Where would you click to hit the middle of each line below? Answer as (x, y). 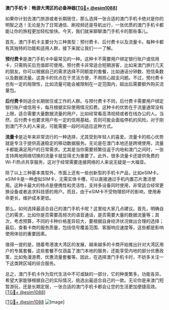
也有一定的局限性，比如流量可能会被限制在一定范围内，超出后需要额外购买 (82, 84)
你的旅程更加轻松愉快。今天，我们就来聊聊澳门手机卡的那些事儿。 (82, 31)
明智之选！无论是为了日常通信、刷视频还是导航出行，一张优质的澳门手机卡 (82, 25)
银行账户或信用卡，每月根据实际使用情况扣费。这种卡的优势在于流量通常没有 (84, 107)
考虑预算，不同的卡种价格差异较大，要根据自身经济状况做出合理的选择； (89, 221)
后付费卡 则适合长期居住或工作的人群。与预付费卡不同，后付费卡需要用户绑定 (84, 101)
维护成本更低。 (38, 198)
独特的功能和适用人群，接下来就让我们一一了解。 (65, 48)
